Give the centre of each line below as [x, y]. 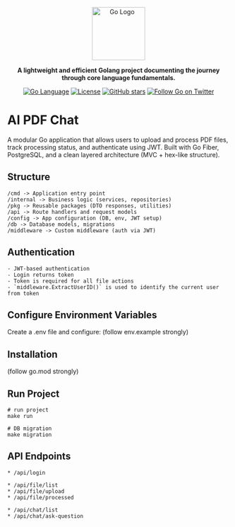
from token [23, 293]
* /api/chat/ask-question [45, 516]
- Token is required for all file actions [71, 281]
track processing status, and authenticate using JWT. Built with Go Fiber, [113, 147]
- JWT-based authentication [49, 268]
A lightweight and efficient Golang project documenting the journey [119, 70]
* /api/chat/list [33, 510]
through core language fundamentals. [119, 78]
